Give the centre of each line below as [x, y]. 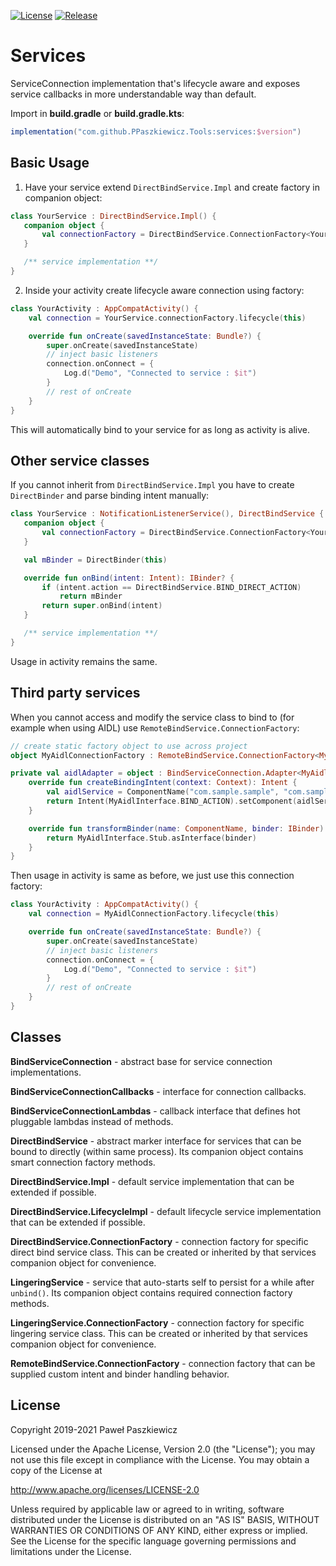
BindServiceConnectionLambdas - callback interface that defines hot [155, 1111]
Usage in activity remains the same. [84, 661]
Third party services [75, 693]
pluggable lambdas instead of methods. [92, 1121]
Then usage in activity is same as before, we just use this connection [152, 876]
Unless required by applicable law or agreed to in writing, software [147, 1509]
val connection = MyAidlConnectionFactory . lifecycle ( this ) [154, 914]
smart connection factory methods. [83, 1162]
